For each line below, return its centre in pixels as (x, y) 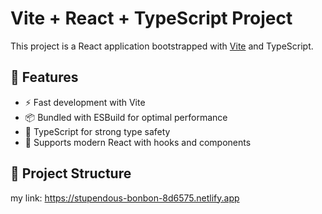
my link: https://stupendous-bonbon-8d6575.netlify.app (125, 198)
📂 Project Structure (71, 173)
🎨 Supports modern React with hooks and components (138, 142)
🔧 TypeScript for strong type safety (97, 131)
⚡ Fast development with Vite (85, 102)
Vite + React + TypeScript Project (151, 18)
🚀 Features (44, 77)
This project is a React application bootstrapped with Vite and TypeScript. (162, 46)
